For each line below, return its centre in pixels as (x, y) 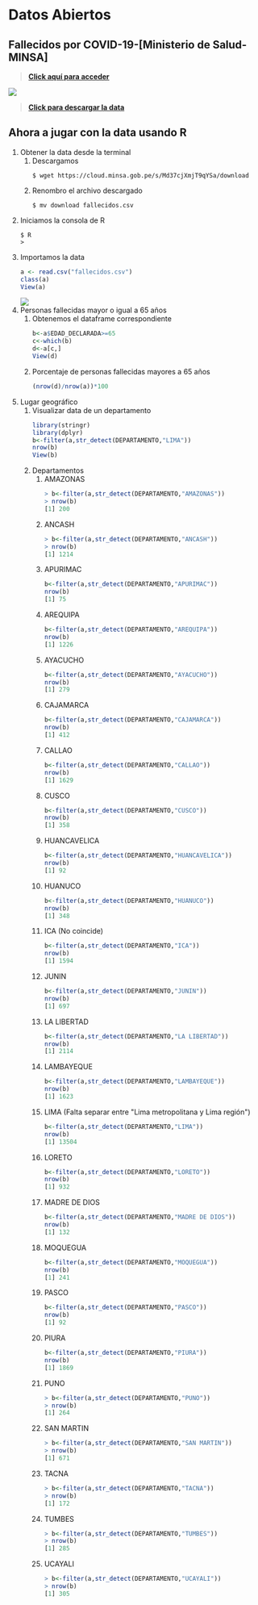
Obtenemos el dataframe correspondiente (102, 319)
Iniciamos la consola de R (62, 220)
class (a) (35, 279)
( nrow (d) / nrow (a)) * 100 (70, 386)
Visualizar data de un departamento (92, 410)
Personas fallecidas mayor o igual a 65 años (93, 310)
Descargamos (55, 161)
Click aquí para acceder (69, 77)
